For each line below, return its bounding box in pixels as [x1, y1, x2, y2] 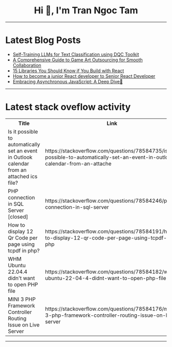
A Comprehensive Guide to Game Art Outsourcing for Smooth [12, 56, 143, 63]
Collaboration [12, 62, 41, 68]
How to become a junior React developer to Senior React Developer [12, 73, 156, 79]
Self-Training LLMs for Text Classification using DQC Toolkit [12, 51, 139, 57]
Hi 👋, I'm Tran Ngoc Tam [34, 5, 138, 16]
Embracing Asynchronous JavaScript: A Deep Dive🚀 [12, 78, 123, 84]
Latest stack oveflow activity [5, 101, 131, 113]
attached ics [8, 172, 37, 180]
